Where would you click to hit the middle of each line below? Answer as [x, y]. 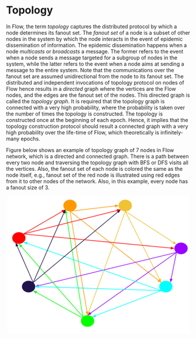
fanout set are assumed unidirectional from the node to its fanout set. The [95, 76]
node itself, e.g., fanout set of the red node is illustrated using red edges [93, 175]
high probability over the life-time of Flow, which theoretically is [83, 132]
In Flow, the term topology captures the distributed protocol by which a [92, 26]
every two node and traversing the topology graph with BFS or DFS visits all [97, 163]
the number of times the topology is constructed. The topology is [85, 114]
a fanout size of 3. [28, 187]
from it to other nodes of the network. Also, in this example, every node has [97, 181]
